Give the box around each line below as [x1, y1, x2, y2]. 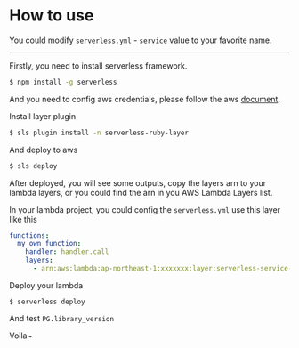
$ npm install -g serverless [9, 77, 117, 86]
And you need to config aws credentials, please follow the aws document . [9, 93, 280, 104]
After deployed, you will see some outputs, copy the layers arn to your [9, 177, 267, 188]
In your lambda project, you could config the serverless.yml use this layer [9, 204, 281, 214]
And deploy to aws [9, 144, 78, 155]
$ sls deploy [9, 161, 58, 170]
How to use [9, 5, 94, 26]
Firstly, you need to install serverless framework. [9, 60, 188, 71]
